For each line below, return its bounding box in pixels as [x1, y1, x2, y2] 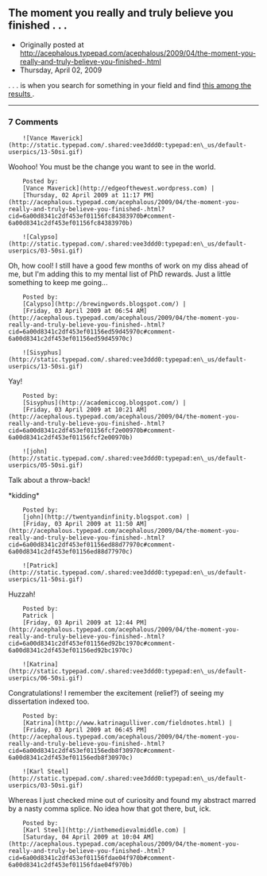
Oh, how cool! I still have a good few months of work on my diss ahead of [8, 261, 249, 271]
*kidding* [8, 491, 40, 500]
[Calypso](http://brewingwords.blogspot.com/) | [22, 300, 187, 308]
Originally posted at [19, 40, 84, 49]
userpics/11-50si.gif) [8, 576, 83, 584]
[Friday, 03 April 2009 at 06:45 [22, 726, 133, 734]
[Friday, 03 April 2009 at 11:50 [22, 520, 133, 528]
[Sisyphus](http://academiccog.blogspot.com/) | [22, 399, 187, 407]
